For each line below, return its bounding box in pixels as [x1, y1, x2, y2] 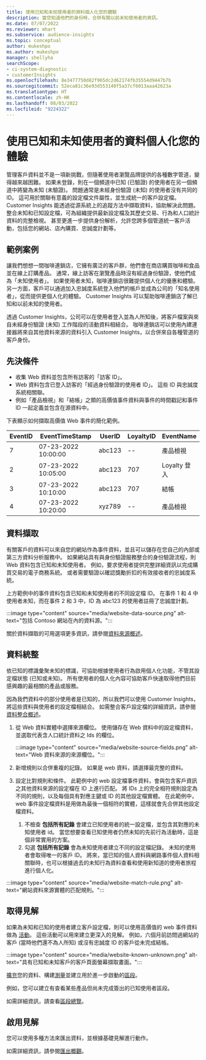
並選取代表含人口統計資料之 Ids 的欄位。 [15, 731, 118, 739]
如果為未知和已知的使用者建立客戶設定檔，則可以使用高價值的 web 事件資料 [6, 923, 197, 931]
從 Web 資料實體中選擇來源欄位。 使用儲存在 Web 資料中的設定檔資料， [15, 723, 197, 731]
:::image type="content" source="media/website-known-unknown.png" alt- [6, 951, 198, 958]
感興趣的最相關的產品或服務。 [6, 682, 82, 689]
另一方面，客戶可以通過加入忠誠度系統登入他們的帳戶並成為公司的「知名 [6, 285, 189, 292]
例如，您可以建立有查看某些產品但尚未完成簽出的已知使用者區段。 [6, 984, 173, 991]
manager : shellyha [6, 55, 53, 61]
